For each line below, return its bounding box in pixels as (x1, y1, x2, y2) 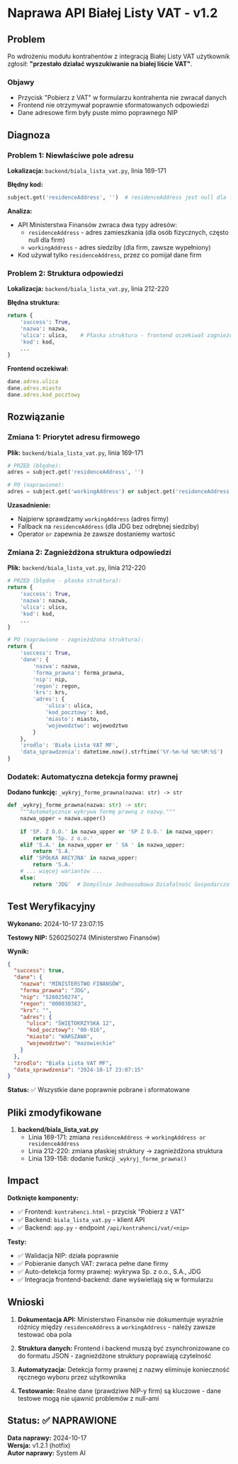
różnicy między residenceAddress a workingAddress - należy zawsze (17, 1322, 216, 1331)
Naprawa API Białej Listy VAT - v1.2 (7, 5, 218, 21)
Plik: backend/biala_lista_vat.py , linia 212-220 (7, 563, 147, 572)
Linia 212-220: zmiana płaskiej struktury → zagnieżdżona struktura (28, 1147, 223, 1155)
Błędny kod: (7, 180, 44, 189)
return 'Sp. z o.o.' (33, 835, 93, 842)
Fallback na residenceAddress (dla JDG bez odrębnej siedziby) (17, 522, 200, 531)
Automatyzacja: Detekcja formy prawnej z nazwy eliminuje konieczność (17, 1365, 230, 1374)
